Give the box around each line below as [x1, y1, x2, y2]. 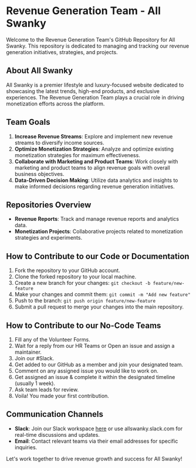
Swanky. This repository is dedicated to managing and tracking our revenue [6, 42, 190, 49]
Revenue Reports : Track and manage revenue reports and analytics [14, 215, 179, 223]
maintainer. [14, 348, 42, 356]
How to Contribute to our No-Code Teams [6, 320, 161, 330]
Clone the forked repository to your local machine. [14, 273, 137, 280]
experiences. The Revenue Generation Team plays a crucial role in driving [6, 94, 185, 101]
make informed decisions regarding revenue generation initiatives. [14, 182, 175, 190]
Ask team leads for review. [14, 386, 79, 393]
